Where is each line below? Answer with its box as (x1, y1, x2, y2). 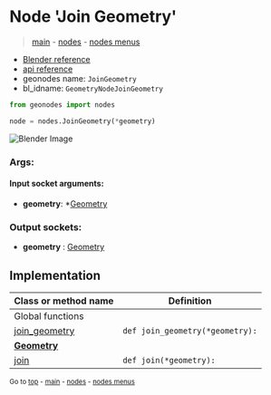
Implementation (9, 267, 102, 283)
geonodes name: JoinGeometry (22, 72, 138, 83)
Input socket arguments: (9, 178, 104, 189)
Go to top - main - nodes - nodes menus (9, 377, 136, 386)
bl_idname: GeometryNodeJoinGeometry (22, 82, 163, 93)
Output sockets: (9, 220, 82, 233)
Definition (168, 294, 212, 307)
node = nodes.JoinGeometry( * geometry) (9, 116, 156, 126)
